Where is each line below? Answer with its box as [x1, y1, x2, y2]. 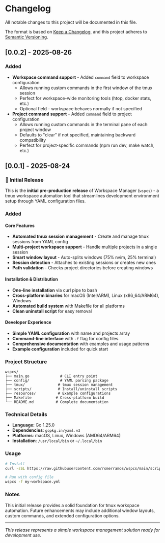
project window [19, 127, 51, 132]
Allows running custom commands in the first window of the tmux [19, 85, 153, 91]
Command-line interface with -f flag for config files [12, 335, 119, 341]
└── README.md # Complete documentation [5, 400, 109, 405]
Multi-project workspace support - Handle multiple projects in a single [12, 244, 157, 250]
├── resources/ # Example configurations [5, 391, 111, 396]
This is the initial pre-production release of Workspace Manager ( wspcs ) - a [5, 188, 159, 193]
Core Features [5, 223, 35, 228]
